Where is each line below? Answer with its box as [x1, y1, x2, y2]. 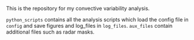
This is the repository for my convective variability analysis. [6, 5, 150, 12]
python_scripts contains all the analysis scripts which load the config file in [6, 16, 189, 23]
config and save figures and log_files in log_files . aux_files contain [6, 23, 173, 29]
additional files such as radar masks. [6, 28, 95, 35]
